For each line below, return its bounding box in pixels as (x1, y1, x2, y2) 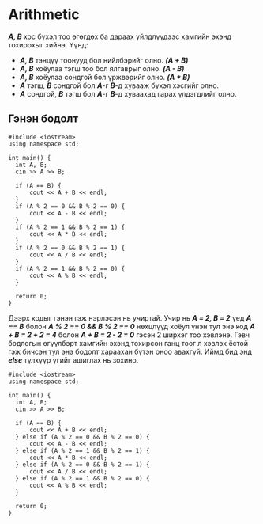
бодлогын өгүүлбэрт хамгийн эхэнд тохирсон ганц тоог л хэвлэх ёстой (8, 338, 249, 347)
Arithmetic (8, 6, 81, 24)
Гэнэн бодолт (8, 112, 79, 126)
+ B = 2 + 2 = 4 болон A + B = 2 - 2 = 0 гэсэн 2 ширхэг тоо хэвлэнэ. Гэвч (8, 330, 250, 340)
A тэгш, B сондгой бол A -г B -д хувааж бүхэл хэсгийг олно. (19, 81, 220, 90)
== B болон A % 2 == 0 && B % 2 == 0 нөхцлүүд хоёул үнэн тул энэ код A (8, 321, 255, 331)
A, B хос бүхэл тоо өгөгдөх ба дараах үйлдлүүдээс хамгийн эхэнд (8, 32, 231, 41)
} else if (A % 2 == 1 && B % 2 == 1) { (15, 446, 150, 454)
